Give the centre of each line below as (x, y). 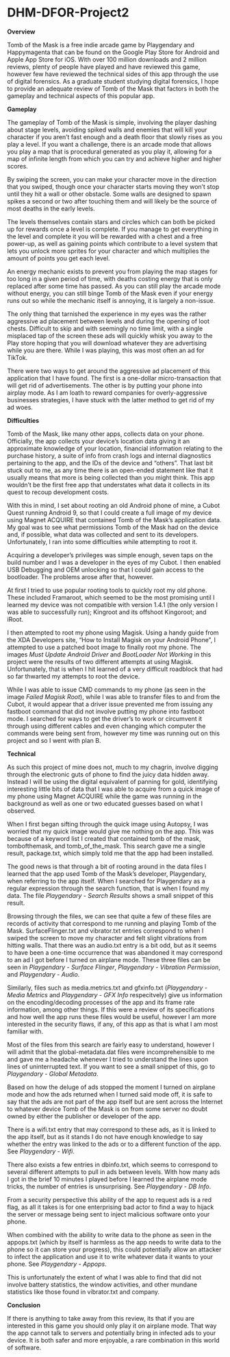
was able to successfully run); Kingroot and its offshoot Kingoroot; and (107, 612)
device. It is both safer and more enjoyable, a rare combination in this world (113, 1340)
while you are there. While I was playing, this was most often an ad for (106, 350)
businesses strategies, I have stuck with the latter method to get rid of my (111, 400)
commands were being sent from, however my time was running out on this (114, 733)
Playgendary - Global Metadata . (53, 1073)
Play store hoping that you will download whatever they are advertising (107, 343)
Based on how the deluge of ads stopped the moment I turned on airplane (111, 1087)
